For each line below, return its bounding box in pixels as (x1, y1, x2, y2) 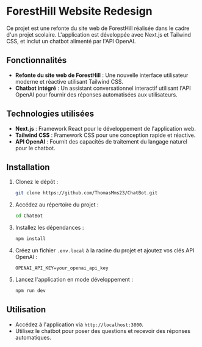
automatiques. (15, 334, 52, 341)
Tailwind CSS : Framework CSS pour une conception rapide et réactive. (15, 131, 196, 139)
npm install (15, 236, 46, 242)
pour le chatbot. (15, 144, 56, 152)
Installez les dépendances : (15, 224, 84, 232)
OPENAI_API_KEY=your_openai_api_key (15, 265, 109, 271)
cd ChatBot (15, 213, 43, 219)
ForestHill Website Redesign (6, 4, 153, 18)
